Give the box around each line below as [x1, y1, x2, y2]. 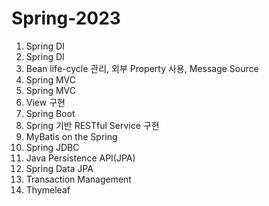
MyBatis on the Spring [25, 130, 118, 142]
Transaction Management [25, 173, 132, 185]
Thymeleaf [25, 183, 71, 196]
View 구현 [25, 96, 66, 108]
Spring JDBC [25, 141, 80, 153]
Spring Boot [25, 107, 76, 119]
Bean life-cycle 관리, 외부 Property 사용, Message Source [25, 62, 259, 74]
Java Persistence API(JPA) [25, 152, 136, 164]
